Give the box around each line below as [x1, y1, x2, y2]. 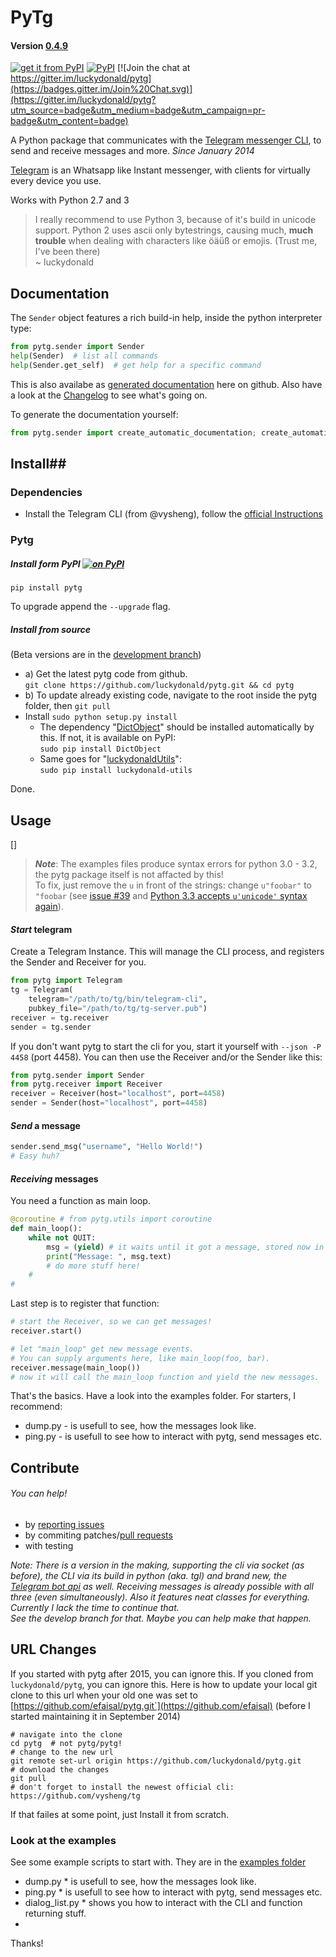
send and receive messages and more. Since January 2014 [10, 145, 255, 157]
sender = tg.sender [10, 1022, 92, 1032]
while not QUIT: [28, 1232, 97, 1243]
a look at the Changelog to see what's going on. [10, 389, 208, 401]
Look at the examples [10, 1833, 117, 1847]
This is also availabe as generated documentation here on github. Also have [10, 378, 323, 390]
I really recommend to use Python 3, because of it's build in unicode [34, 214, 317, 226]
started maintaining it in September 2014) [10, 1710, 181, 1722]
